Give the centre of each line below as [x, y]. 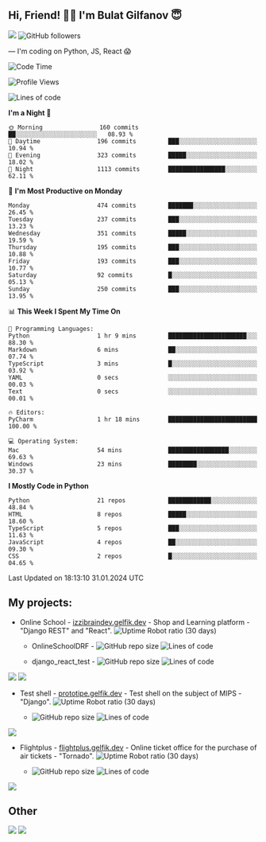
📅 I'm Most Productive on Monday [66, 191]
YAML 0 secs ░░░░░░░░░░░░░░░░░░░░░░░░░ [133, 377]
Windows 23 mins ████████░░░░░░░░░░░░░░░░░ [133, 464]
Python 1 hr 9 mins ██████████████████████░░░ [133, 336]
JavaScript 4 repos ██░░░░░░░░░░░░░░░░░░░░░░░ [133, 542]
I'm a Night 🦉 [30, 112]
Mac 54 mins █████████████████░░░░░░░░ [133, 450]
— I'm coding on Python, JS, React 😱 [70, 51]
